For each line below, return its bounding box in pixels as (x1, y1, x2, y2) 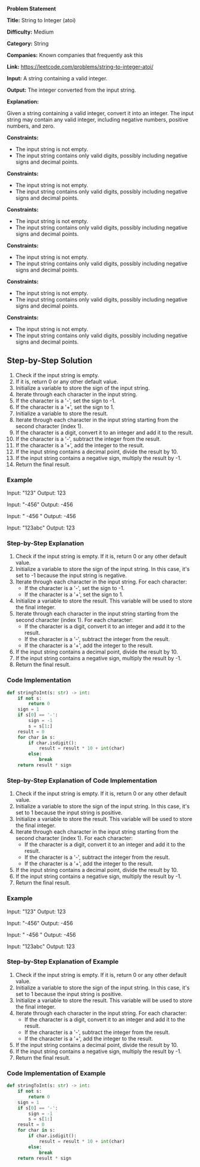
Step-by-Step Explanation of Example (7, 958, 119, 966)
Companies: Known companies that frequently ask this (7, 52, 143, 59)
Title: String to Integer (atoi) (7, 17, 76, 23)
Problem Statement (7, 5, 56, 12)
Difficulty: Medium (7, 28, 54, 35)
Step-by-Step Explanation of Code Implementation (7, 776, 157, 784)
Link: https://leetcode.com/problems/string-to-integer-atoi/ (7, 63, 154, 70)
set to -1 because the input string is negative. (15, 572, 128, 579)
